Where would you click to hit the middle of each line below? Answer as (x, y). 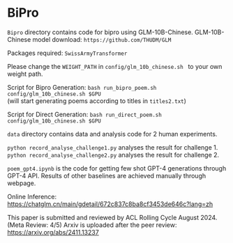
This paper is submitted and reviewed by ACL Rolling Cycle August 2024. (112, 217)
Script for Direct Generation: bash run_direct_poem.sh (84, 114)
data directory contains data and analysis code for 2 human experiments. (112, 134)
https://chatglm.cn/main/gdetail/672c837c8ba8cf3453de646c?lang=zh (110, 204)
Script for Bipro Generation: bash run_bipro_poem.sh (82, 87)
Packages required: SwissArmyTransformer (67, 53)
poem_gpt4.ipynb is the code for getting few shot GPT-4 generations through (117, 168)
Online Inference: (32, 196)
